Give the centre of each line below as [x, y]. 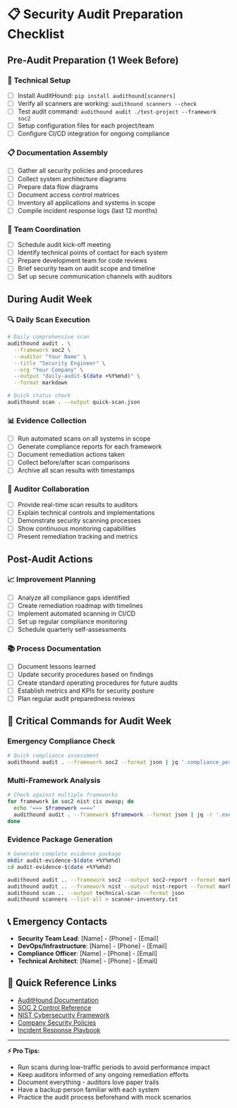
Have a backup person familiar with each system [89, 1089]
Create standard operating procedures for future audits [98, 683]
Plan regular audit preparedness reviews [76, 698]
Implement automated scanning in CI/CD [77, 613]
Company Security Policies [57, 1022]
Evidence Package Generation [60, 839]
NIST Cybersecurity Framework [63, 1015]
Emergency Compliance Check [61, 741]
